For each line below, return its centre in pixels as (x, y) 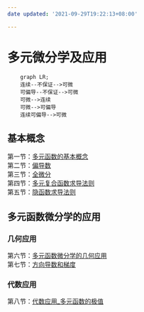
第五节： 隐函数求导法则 (41, 192)
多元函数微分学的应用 (54, 216)
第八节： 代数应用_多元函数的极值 (56, 301)
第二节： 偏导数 (29, 166)
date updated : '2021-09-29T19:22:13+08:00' (73, 14)
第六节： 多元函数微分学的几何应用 (57, 256)
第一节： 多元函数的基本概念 (48, 156)
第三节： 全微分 (29, 174)
